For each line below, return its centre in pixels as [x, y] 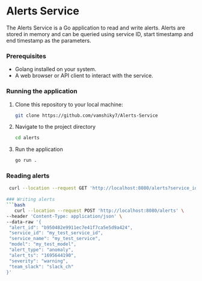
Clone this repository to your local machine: [69, 104]
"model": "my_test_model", [43, 244]
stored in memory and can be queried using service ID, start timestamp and [100, 34]
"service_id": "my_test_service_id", [56, 233]
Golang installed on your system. [56, 69]
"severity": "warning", [38, 261]
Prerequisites [26, 56]
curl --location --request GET [48, 188]
